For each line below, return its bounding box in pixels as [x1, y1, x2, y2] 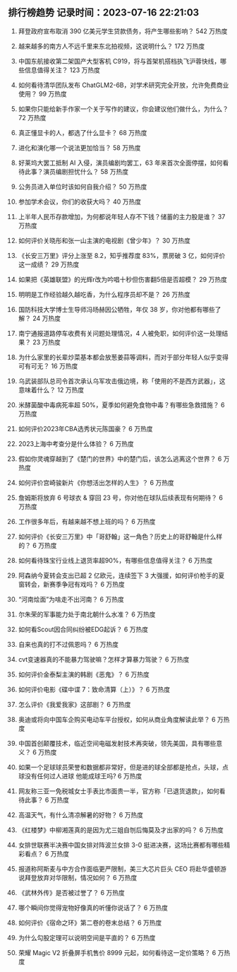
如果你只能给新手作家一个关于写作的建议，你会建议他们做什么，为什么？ [18, 105, 229, 113]
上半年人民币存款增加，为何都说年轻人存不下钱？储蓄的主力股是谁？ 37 [18, 212, 226, 221]
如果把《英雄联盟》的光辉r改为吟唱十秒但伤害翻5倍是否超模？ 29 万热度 [18, 275, 228, 283]
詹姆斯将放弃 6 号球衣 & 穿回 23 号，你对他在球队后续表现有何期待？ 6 [18, 493, 223, 502]
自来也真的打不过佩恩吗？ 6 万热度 [18, 640, 119, 648]
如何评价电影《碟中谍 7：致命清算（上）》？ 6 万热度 [18, 685, 171, 693]
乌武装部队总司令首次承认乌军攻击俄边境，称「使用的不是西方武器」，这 [18, 377, 226, 385]
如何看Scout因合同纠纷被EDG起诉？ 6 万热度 [18, 625, 149, 633]
